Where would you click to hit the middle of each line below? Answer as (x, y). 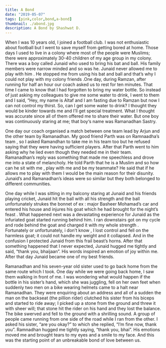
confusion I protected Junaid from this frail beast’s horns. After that (74, 241)
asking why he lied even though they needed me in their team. (69, 152)
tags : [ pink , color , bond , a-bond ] (38, 19)
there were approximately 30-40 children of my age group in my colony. (79, 58)
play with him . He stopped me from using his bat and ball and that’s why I (81, 74)
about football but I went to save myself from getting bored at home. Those (82, 48)
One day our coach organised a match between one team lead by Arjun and (83, 131)
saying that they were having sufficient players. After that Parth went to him (82, 147)
